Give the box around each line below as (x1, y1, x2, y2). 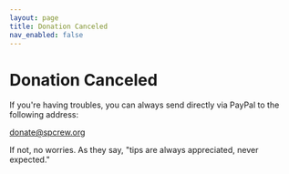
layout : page (9, 13, 59, 23)
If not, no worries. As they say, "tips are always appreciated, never (9, 145, 259, 156)
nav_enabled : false (9, 30, 84, 39)
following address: (9, 109, 79, 120)
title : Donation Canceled (9, 22, 108, 31)
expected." (9, 154, 50, 165)
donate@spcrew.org (9, 127, 86, 138)
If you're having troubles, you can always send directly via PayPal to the (9, 99, 280, 110)
